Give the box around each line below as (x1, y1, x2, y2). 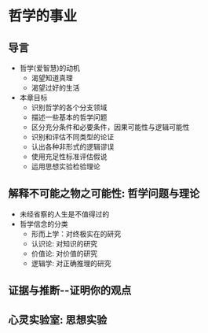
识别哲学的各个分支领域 (31, 103, 108, 112)
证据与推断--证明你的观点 (8, 284, 132, 298)
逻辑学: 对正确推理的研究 (31, 258, 111, 268)
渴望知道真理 (31, 73, 73, 83)
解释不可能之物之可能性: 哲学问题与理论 (8, 187, 200, 201)
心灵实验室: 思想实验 (8, 313, 108, 327)
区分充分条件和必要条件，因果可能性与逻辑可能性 (31, 123, 190, 131)
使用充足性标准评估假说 (31, 152, 108, 161)
